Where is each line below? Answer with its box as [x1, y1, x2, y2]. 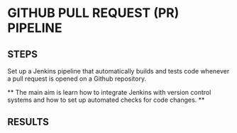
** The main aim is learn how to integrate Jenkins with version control [7, 88, 211, 96]
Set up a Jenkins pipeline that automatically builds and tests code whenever [7, 67, 230, 75]
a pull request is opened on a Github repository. [7, 74, 147, 83]
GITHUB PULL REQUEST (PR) [7, 5, 180, 21]
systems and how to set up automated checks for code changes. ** [7, 96, 205, 104]
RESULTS [7, 116, 50, 128]
